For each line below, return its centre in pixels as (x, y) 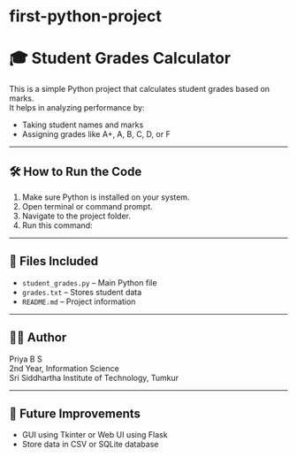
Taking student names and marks (83, 125)
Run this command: (57, 225)
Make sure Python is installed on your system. (106, 197)
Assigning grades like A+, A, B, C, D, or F (96, 134)
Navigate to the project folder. (76, 216)
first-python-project (85, 16)
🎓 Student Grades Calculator (120, 58)
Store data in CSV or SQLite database (90, 445)
